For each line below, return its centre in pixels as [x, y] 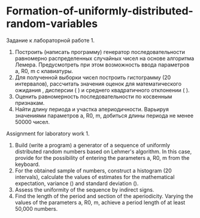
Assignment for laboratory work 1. [48, 134]
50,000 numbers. [36, 208]
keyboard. [27, 164]
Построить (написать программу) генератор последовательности [100, 52]
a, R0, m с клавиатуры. [44, 71]
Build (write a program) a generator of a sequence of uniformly [93, 145]
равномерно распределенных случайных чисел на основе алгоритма [104, 58]
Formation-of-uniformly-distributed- [100, 11]
